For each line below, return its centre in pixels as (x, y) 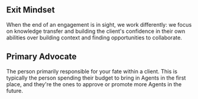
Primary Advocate (42, 57)
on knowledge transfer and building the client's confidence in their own (96, 31)
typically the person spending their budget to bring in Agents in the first (96, 78)
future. (15, 90)
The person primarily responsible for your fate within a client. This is (92, 71)
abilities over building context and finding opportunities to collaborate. (94, 37)
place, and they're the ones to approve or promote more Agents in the (94, 84)
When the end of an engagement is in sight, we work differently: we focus (99, 24)
